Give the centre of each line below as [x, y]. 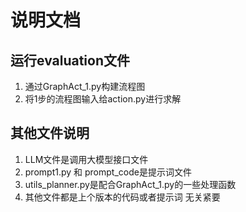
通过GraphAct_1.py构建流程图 [85, 86]
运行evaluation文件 [70, 60]
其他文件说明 [50, 133]
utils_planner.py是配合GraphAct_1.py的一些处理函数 [130, 184]
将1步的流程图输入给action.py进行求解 [103, 99]
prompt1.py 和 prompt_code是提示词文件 [108, 172]
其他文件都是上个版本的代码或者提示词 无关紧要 [122, 197]
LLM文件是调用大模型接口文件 [86, 159]
